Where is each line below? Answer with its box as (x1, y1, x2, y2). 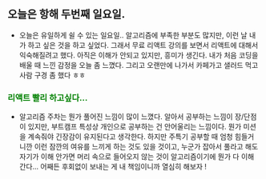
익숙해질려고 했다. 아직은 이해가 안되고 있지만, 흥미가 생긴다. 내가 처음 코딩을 (18, 50, 259, 60)
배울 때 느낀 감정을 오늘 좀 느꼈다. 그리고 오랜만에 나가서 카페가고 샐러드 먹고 (18, 60, 259, 70)
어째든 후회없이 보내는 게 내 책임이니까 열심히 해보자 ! (40, 162, 208, 172)
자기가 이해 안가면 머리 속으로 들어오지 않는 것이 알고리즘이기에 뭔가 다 (18, 152, 240, 161)
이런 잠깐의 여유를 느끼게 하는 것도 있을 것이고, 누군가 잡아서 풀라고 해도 (34, 142, 259, 152)
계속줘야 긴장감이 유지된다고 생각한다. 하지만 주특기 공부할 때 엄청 (27, 132, 233, 141)
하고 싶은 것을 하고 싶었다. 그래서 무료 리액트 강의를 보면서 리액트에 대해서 (27, 40, 259, 50)
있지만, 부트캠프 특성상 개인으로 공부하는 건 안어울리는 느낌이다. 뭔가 (27, 122, 242, 132)
